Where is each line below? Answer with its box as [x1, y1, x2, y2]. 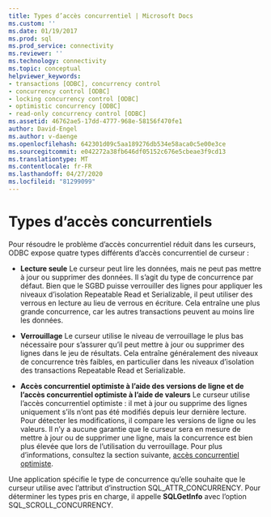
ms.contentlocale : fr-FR [8, 163, 92, 171]
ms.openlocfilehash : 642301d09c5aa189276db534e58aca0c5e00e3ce [8, 139, 227, 148]
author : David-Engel [8, 125, 78, 133]
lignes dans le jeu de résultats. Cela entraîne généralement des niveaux [19, 348, 259, 357]
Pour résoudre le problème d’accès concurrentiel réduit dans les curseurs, [8, 239, 256, 249]
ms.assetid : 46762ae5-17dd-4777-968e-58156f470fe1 [8, 117, 183, 126]
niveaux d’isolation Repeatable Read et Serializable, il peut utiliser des [19, 289, 253, 299]
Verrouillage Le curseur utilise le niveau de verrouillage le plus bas [19, 331, 244, 340]
